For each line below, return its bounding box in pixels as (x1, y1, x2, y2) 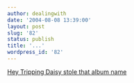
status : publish (7, 36, 54, 43)
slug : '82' (7, 29, 39, 37)
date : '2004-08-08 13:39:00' (7, 17, 92, 24)
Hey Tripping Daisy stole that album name (7, 67, 127, 76)
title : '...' (7, 42, 45, 49)
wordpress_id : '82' (7, 49, 64, 56)
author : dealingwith (7, 10, 67, 17)
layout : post (7, 23, 45, 30)
